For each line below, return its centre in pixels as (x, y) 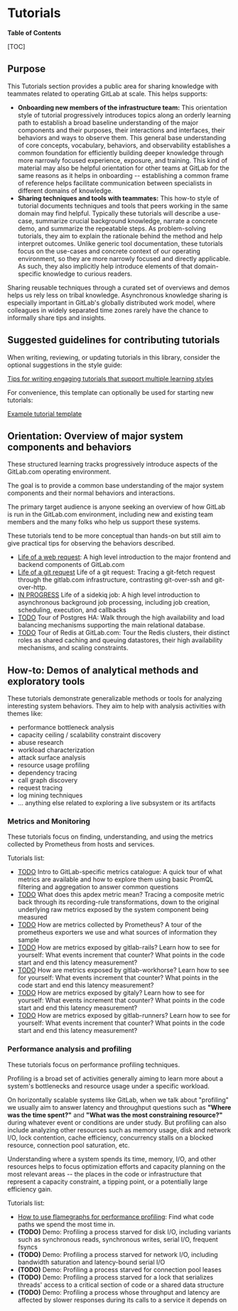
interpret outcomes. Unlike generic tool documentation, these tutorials (120, 243)
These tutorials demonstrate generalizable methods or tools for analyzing (115, 699)
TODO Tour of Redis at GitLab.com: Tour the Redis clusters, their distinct (124, 633)
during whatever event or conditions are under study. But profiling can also (117, 1122)
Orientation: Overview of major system (95, 436)
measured (32, 917)
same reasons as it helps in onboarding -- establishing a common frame (123, 175)
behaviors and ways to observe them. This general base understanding (122, 137)
